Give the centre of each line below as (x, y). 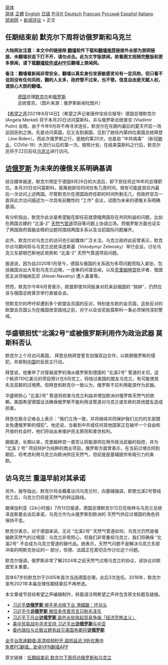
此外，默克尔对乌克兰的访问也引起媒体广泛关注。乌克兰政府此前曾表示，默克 (84, 240)
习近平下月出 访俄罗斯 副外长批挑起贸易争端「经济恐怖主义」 (74, 617)
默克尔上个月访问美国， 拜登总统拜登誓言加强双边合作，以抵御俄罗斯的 (78, 356)
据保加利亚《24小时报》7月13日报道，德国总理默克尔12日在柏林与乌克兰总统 (84, 508)
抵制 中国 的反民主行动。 (42, 362)
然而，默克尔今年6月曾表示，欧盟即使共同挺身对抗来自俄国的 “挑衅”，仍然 (81, 286)
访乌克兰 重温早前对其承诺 (45, 478)
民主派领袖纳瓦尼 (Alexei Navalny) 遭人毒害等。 (54, 276)
